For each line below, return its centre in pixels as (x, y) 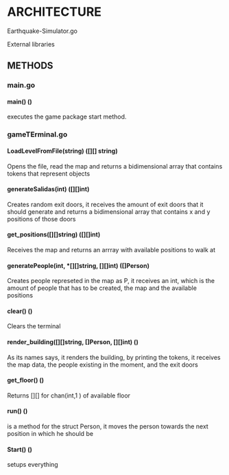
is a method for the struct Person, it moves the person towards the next (108, 426)
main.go (21, 85)
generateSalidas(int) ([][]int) (48, 189)
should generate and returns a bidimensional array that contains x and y (109, 211)
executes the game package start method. (67, 117)
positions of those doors (41, 219)
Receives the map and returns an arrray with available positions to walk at (111, 249)
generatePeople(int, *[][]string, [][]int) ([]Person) (78, 265)
